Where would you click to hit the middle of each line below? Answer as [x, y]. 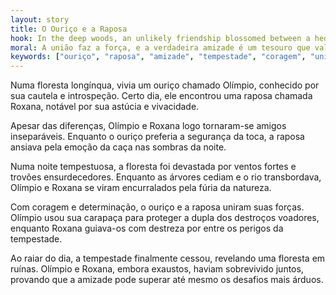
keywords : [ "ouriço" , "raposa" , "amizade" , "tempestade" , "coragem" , [158, 57]
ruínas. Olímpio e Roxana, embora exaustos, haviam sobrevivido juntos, [157, 269]
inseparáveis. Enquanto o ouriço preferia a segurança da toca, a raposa [157, 137]
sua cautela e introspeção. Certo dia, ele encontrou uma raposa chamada [161, 96]
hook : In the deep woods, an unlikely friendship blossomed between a [160, 38]
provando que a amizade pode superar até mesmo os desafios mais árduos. [167, 280]
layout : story [40, 19]
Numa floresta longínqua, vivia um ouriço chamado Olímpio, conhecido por [165, 85]
